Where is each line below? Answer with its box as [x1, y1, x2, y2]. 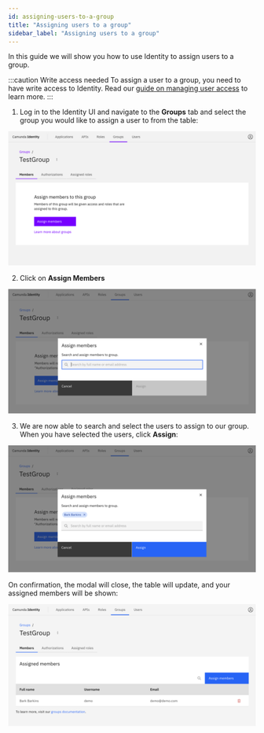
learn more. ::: [8, 92, 53, 101]
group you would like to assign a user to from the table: [19, 116, 199, 125]
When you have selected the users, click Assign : [19, 429, 178, 440]
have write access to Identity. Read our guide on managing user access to [8, 83, 248, 94]
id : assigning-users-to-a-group [8, 13, 114, 20]
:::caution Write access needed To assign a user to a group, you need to [8, 76, 241, 85]
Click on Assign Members [19, 274, 105, 283]
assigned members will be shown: [8, 588, 119, 598]
